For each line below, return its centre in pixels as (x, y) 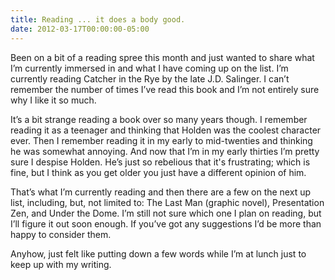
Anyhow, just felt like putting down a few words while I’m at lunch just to (158, 253)
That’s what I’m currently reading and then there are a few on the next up (160, 192)
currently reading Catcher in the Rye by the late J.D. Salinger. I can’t (150, 78)
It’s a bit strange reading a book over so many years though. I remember (159, 119)
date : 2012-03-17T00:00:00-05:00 (80, 29)
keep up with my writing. (61, 264)
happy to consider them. (61, 234)
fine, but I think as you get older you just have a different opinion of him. (158, 172)
